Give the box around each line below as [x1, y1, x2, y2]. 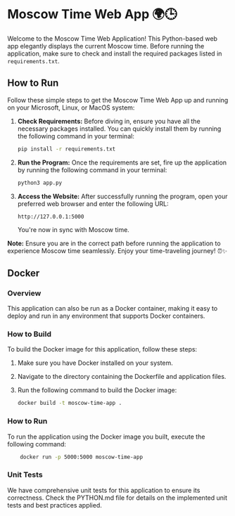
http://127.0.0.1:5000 [17, 213, 84, 220]
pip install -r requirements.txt [17, 146, 116, 153]
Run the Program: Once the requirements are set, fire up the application [17, 158, 227, 167]
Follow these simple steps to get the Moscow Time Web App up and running [7, 96, 229, 104]
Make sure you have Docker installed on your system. [17, 359, 174, 367]
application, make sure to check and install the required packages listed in [7, 49, 222, 58]
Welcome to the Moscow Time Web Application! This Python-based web [7, 34, 218, 43]
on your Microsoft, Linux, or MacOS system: [7, 103, 135, 112]
